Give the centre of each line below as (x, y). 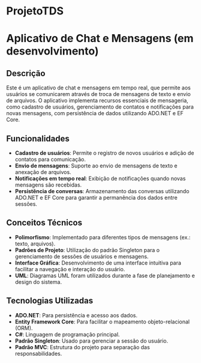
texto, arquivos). (35, 244)
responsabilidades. (38, 353)
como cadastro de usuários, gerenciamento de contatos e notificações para (100, 107)
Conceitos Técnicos (44, 223)
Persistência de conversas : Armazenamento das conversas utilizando (102, 191)
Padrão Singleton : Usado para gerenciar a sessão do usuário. (91, 341)
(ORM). (24, 328)
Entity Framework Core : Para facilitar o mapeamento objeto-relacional (102, 322)
